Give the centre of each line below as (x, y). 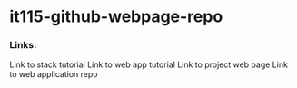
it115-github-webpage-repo (116, 17)
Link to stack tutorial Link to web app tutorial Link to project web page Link (149, 64)
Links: (23, 45)
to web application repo (54, 74)
